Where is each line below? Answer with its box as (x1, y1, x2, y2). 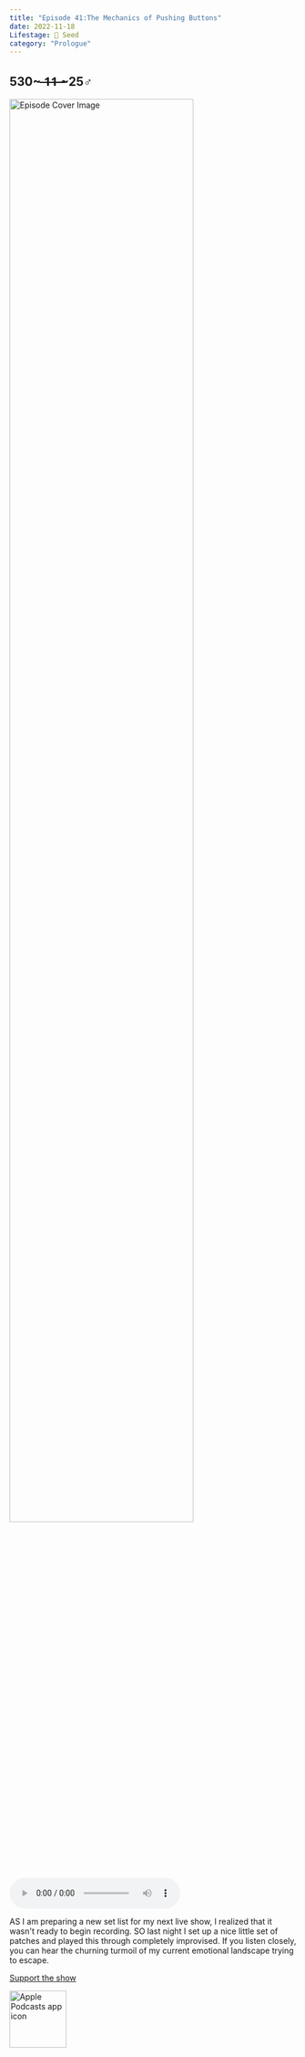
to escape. (9, 1955, 50, 1966)
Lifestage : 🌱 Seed (9, 30, 79, 39)
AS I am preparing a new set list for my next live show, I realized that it (9, 1917, 272, 1927)
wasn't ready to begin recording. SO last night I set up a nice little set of (9, 1926, 279, 1937)
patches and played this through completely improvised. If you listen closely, (9, 1936, 297, 1947)
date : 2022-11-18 (9, 22, 76, 31)
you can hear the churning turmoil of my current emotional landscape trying (9, 1945, 294, 1957)
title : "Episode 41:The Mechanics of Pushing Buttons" (9, 13, 222, 23)
